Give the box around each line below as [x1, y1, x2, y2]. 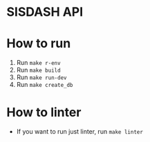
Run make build [16, 66, 61, 74]
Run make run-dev [16, 73, 67, 81]
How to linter [6, 105, 82, 121]
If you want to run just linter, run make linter [16, 128, 143, 136]
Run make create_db [16, 81, 73, 89]
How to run [6, 36, 71, 52]
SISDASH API [6, 4, 84, 20]
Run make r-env [16, 59, 61, 67]
